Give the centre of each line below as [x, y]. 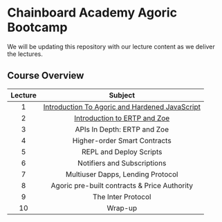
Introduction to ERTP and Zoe [122, 118]
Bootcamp [37, 27]
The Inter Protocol [122, 196]
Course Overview [46, 76]
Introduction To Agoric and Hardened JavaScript [122, 107]
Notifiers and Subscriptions [122, 163]
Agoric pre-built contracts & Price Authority [122, 185]
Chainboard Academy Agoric [92, 13]
